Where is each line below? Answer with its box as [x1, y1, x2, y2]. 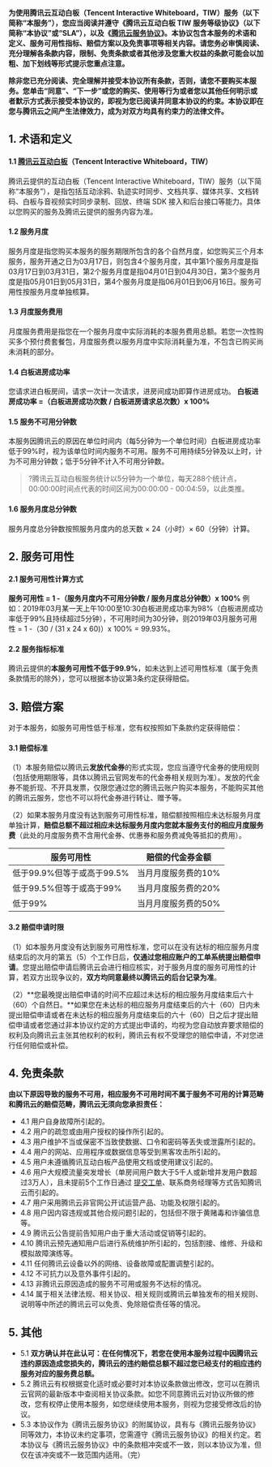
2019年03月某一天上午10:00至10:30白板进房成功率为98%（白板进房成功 [22, 604, 263, 614]
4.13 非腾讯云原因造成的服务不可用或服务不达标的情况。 [19, 1279, 206, 1289]
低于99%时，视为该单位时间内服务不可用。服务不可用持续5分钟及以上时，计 [8, 447, 263, 456]
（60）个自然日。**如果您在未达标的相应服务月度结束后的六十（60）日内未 [8, 999, 261, 1009]
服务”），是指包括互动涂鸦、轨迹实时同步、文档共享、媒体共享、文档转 [25, 186, 260, 196]
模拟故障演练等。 [19, 1249, 78, 1258]
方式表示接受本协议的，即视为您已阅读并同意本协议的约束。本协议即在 [29, 97, 264, 106]
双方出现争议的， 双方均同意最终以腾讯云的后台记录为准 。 [29, 972, 221, 982]
